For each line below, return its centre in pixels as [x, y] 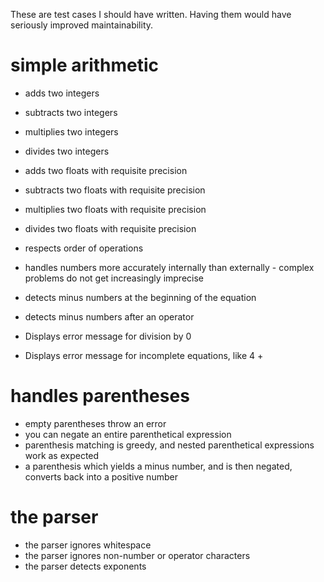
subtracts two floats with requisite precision [115, 190]
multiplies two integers [71, 131]
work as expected [62, 455]
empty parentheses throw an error [95, 423]
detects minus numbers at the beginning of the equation [140, 297]
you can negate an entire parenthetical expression [128, 434]
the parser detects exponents [85, 566]
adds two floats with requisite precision [106, 170]
